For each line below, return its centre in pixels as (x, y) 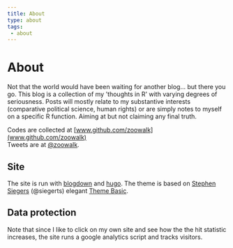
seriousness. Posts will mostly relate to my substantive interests (99, 102)
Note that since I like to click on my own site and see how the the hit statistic (117, 229)
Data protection (42, 213)
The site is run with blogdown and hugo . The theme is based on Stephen (112, 183)
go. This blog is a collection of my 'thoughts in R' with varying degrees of (112, 94)
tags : (15, 26)
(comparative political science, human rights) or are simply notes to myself (114, 109)
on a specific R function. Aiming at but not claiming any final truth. (102, 116)
